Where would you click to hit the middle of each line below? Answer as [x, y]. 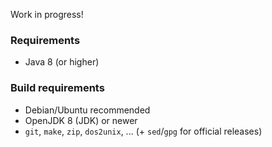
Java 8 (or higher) [62, 62]
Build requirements [57, 88]
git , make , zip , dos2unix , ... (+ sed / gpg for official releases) [143, 131]
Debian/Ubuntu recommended [87, 110]
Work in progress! [47, 14]
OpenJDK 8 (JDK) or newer [81, 120]
